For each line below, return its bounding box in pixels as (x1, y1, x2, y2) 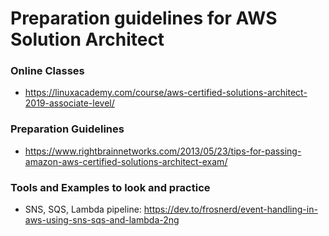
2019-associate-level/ (24, 97, 115, 109)
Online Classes (10, 64, 85, 78)
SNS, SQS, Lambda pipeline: (24, 203, 142, 216)
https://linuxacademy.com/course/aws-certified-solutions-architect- (24, 87, 308, 99)
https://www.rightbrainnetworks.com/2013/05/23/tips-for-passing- (24, 145, 302, 157)
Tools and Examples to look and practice (10, 180, 211, 194)
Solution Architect (10, 28, 165, 51)
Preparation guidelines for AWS (10, 7, 278, 30)
